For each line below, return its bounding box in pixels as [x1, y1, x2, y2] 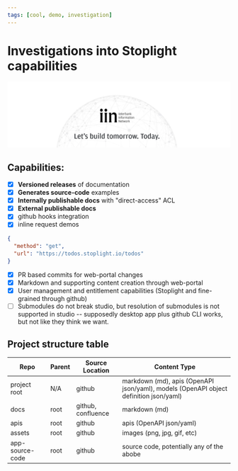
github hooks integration [17, 212, 90, 221]
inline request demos [17, 220, 79, 229]
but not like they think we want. [17, 317, 109, 326]
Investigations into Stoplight [7, 42, 177, 59]
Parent [50, 362, 71, 371]
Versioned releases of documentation [17, 181, 130, 189]
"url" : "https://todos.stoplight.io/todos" [13, 250, 144, 258]
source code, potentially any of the [122, 443, 224, 451]
